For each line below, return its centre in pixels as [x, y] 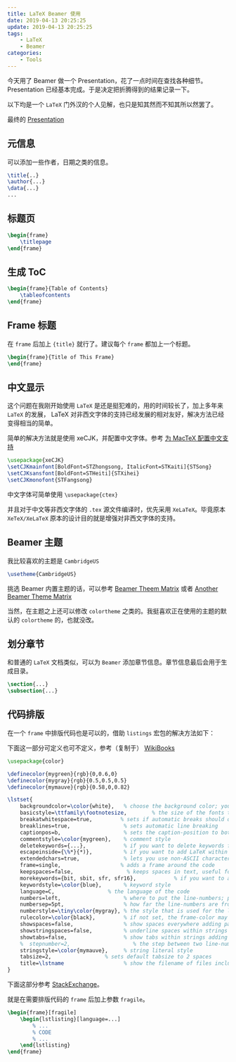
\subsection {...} [33, 691]
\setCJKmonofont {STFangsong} [50, 480]
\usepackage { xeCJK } [36, 461]
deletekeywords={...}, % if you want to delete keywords [122, 846]
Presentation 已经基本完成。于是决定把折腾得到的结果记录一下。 [100, 89]
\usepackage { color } [36, 761]
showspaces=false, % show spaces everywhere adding [120, 924]
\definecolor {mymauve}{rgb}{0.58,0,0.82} [69, 787]
